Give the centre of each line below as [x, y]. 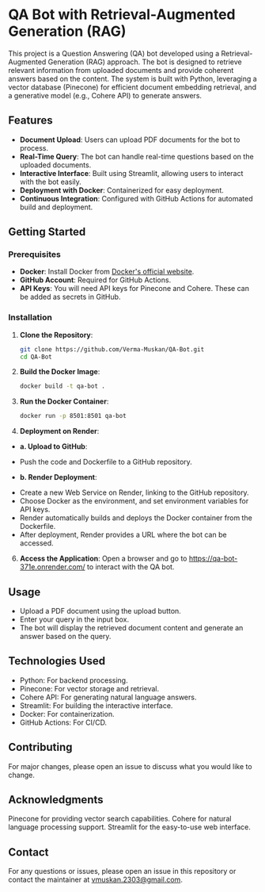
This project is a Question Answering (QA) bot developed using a [114, 53]
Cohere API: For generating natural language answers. [108, 697]
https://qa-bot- [213, 559]
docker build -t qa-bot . [62, 386]
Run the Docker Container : [64, 401]
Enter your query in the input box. [74, 619]
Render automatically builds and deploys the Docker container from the [136, 518]
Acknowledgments [56, 800]
